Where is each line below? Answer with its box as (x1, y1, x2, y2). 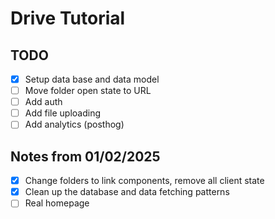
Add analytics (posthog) (24, 118, 125, 131)
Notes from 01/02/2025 (10, 148, 161, 165)
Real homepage (24, 197, 90, 209)
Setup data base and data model (24, 73, 160, 85)
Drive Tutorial (10, 7, 126, 30)
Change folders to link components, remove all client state (24, 175, 265, 187)
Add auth (24, 96, 63, 108)
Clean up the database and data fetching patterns (24, 186, 230, 198)
